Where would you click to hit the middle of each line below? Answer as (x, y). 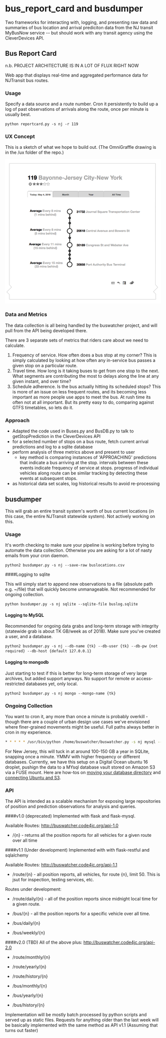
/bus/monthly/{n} (30, 986)
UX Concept (20, 136)
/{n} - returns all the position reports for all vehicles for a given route (82, 835)
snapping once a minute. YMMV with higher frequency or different (73, 756)
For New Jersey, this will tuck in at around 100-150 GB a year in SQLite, (77, 751)
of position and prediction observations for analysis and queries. (71, 807)
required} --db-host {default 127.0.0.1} (48, 651)
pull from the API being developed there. (46, 330)
